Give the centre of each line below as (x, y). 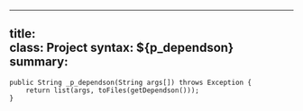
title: (23, 34)
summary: (39, 62)
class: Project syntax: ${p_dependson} (122, 48)
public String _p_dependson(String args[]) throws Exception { (131, 82)
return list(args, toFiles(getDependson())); (113, 90)
